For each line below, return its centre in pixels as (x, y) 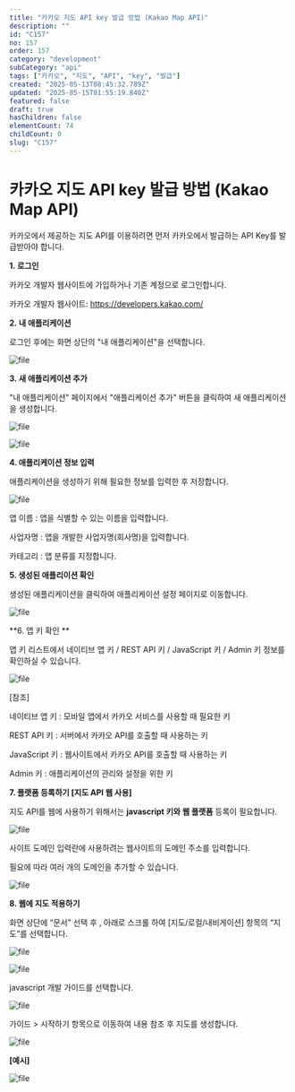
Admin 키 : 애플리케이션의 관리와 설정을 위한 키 (91, 773)
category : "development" (55, 59)
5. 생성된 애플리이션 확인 (52, 575)
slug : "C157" (34, 143)
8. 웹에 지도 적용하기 (45, 903)
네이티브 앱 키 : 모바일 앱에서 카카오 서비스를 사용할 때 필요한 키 (120, 716)
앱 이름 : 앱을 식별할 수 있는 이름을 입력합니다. (89, 517)
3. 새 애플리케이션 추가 (48, 378)
